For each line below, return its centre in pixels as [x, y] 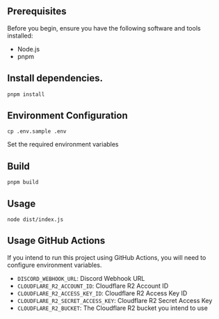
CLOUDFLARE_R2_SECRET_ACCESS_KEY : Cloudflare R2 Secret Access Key [115, 300]
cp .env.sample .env [37, 131]
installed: [20, 35]
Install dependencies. [55, 78]
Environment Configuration [67, 116]
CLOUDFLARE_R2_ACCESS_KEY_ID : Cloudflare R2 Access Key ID [102, 293]
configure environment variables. [55, 265]
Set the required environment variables [63, 145]
